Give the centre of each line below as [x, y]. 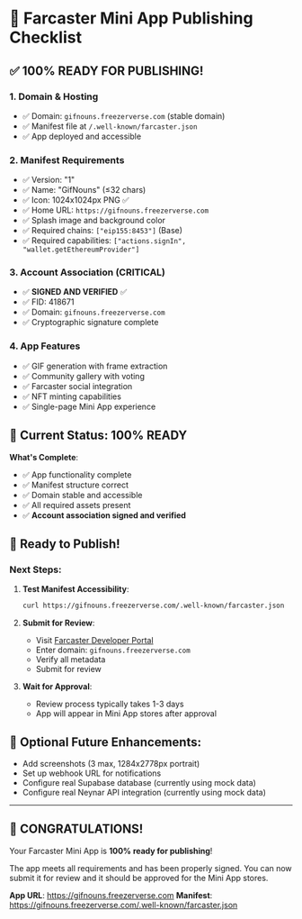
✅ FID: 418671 [48, 302]
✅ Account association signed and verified [104, 515]
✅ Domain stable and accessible [82, 495]
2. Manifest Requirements [67, 159]
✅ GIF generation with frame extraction [95, 366]
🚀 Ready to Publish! [65, 544]
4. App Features [45, 346]
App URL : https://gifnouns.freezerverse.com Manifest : [111, 895]
